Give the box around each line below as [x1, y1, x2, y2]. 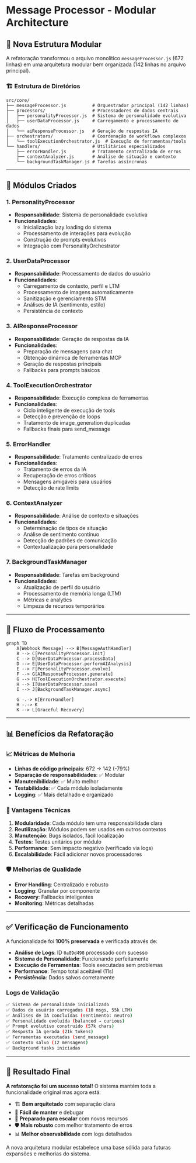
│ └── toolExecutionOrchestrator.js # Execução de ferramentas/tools [6, 139, 187, 144]
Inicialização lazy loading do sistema [23, 223, 112, 230]
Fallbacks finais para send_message [23, 425, 111, 432]
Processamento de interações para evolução [23, 229, 131, 237]
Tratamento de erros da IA [23, 466, 86, 473]
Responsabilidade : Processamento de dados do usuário [14, 270, 150, 277]
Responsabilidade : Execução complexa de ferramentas [14, 394, 149, 401]
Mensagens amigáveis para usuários [23, 478, 112, 486]
